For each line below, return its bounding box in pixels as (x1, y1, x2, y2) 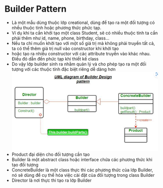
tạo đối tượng (11, 162, 38, 167)
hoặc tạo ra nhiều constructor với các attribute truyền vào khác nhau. (11, 50, 151, 57)
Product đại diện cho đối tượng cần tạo (11, 151, 90, 157)
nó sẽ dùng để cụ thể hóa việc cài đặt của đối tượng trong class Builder (11, 172, 155, 178)
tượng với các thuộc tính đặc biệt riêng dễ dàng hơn (11, 66, 116, 72)
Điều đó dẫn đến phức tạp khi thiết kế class (11, 56, 99, 62)
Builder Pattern (4, 3, 67, 15)
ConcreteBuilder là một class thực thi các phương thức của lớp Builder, (11, 167, 153, 173)
